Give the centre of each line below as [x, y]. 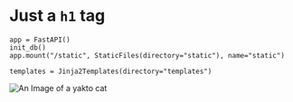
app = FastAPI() [40, 40]
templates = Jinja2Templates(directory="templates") [111, 71]
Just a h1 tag [57, 16]
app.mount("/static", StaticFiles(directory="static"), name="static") [147, 55]
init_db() [28, 47]
